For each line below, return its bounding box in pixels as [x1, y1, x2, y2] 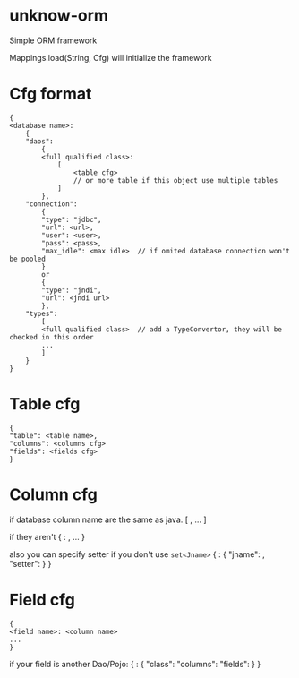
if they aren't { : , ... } [9, 531, 85, 542]
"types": [25, 309, 58, 318]
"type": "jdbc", [41, 215, 102, 224]
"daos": [25, 136, 54, 146]
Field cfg [9, 589, 76, 610]
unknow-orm [9, 5, 109, 26]
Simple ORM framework [9, 35, 98, 46]
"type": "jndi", [41, 286, 102, 295]
